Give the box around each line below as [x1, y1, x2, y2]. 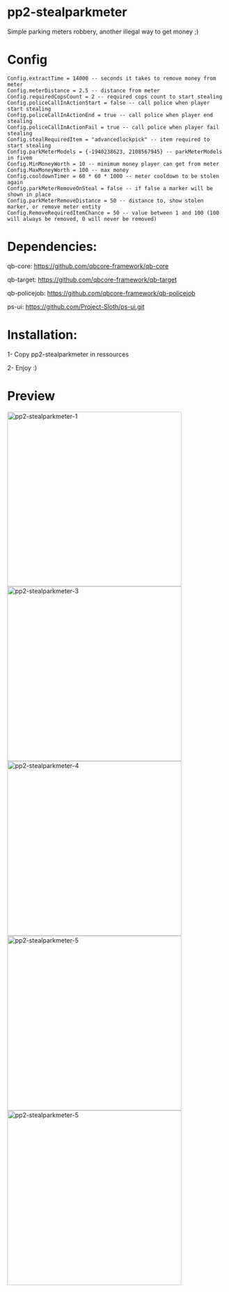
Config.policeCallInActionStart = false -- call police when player [7, 99, 210, 106]
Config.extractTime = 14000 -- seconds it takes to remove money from [7, 75, 216, 82]
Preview [7, 388, 56, 404]
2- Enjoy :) [7, 363, 38, 372]
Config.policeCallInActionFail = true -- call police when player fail [7, 124, 219, 131]
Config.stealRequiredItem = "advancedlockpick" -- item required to [7, 136, 210, 143]
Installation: [7, 327, 78, 342]
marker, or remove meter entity [7, 203, 101, 210]
